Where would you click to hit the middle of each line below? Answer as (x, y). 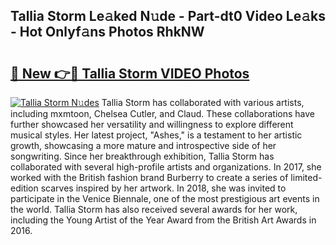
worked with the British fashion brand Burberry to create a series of (149, 177)
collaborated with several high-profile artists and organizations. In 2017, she (166, 167)
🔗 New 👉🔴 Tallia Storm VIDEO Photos (130, 73)
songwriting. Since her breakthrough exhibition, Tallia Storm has (142, 156)
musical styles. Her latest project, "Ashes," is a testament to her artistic (156, 135)
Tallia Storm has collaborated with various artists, (203, 102)
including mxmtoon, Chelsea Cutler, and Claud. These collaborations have (162, 113)
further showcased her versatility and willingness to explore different (152, 124)
